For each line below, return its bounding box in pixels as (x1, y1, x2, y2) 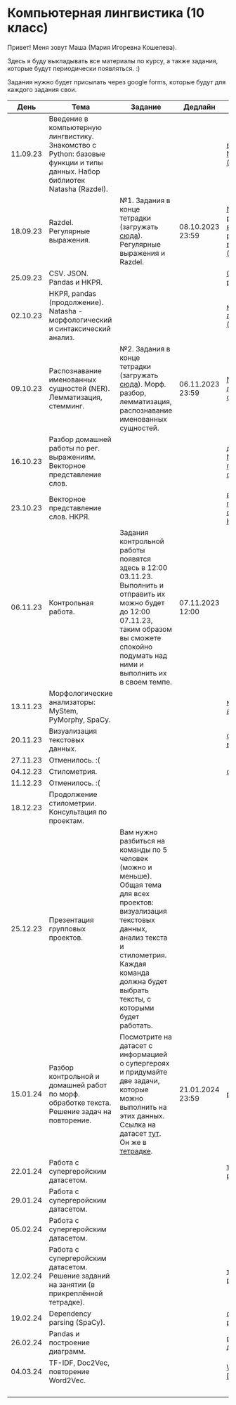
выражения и (119, 248, 166, 258)
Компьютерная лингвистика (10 (7, 5, 205, 21)
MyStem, (48, 706, 79, 716)
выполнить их (119, 668, 167, 678)
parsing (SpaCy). (48, 1317, 105, 1327)
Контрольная (48, 597, 94, 607)
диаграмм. (48, 1346, 86, 1356)
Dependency (48, 1309, 91, 1319)
